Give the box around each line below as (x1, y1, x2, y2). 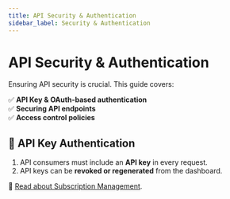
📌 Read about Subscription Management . (8, 181, 143, 191)
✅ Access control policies (8, 113, 95, 123)
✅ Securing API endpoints (8, 104, 97, 114)
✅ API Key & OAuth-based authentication (8, 95, 148, 104)
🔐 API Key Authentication (8, 136, 136, 150)
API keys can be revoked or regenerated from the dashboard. (19, 166, 223, 176)
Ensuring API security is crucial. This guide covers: (8, 80, 174, 89)
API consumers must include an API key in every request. (19, 158, 208, 167)
